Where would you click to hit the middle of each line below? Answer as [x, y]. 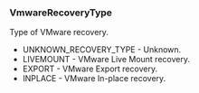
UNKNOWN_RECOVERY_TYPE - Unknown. [102, 50]
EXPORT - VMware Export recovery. [90, 69]
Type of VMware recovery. [59, 33]
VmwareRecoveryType [61, 13]
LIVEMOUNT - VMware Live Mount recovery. [106, 60]
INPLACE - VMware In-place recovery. [94, 79]
